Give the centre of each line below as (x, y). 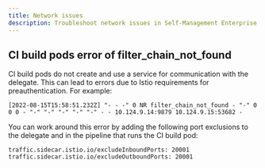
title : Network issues (46, 15)
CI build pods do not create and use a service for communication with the (128, 74)
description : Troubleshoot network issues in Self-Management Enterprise (133, 23)
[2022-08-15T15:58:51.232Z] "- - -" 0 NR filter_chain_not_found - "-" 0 (133, 105)
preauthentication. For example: (60, 91)
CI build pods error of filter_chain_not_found (120, 55)
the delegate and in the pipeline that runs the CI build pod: (103, 136)
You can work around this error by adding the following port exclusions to (128, 127)
